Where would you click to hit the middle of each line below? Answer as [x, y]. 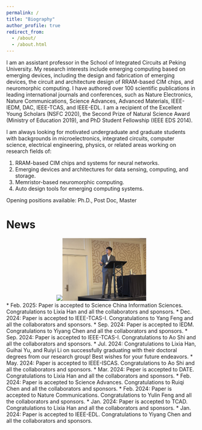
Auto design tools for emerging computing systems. [79, 188]
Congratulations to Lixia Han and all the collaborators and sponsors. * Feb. [99, 376]
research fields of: [29, 151]
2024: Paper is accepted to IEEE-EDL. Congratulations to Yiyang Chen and [99, 414]
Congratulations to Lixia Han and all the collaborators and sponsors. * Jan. [99, 408]
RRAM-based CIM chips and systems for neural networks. [87, 163]
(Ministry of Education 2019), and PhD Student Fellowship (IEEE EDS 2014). [99, 120]
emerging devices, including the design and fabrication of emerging [90, 75]
